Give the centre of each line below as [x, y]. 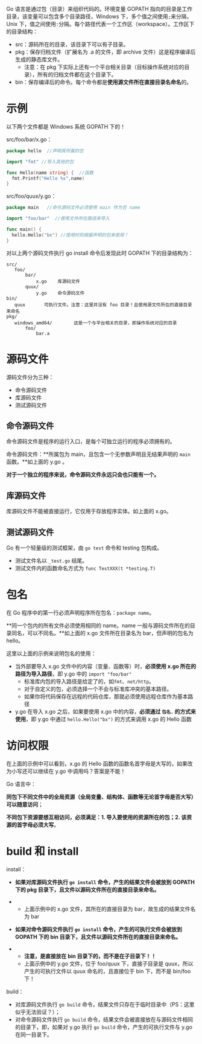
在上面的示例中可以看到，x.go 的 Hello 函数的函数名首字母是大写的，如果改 [99, 763]
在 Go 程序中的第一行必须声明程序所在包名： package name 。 [80, 613]
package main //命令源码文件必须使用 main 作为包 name [73, 208]
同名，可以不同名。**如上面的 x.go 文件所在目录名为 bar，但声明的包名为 [103, 633]
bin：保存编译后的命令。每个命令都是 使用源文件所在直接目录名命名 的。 [103, 82]
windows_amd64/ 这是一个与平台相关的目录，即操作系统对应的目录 [96, 323]
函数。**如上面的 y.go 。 [37, 462]
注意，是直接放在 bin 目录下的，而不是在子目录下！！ [90, 956]
